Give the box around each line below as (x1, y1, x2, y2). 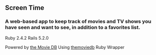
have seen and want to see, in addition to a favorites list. (5, 24, 140, 31)
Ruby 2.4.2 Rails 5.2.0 (5, 35, 49, 41)
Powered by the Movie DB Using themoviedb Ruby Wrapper (5, 44, 125, 50)
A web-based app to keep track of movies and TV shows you (5, 18, 152, 25)
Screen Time (5, 4, 45, 12)
